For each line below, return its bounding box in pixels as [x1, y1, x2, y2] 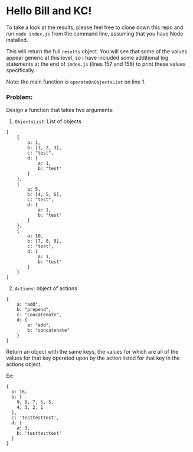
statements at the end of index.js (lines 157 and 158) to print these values [6, 60, 186, 68]
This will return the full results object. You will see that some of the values [6, 47, 188, 55]
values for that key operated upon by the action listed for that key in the [6, 354, 180, 362]
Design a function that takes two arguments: [6, 107, 114, 114]
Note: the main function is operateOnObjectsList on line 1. [6, 78, 146, 85]
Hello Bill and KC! [6, 4, 92, 18]
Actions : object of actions [14, 285, 78, 292]
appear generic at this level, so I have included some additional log [6, 54, 169, 61]
